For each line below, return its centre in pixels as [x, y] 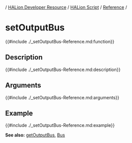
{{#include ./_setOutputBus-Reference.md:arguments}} [62, 97]
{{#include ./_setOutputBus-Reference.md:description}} [63, 69]
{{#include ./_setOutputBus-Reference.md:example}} [60, 125]
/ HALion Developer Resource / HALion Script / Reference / [66, 7]
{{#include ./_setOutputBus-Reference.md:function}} [60, 41]
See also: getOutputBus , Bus [35, 135]
